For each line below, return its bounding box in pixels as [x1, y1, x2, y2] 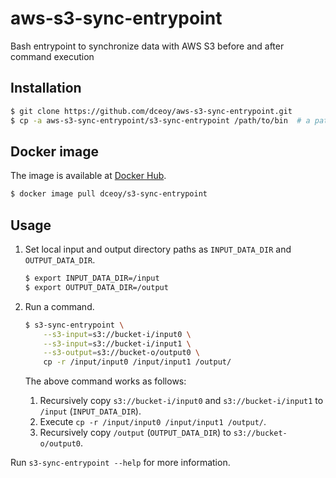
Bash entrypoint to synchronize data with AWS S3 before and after [10, 40, 285, 52]
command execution [10, 50, 95, 62]
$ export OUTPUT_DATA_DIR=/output [24, 282, 169, 292]
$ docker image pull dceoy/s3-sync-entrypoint [10, 189, 208, 199]
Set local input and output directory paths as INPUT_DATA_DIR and [24, 243, 292, 255]
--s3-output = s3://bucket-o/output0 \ [43, 348, 201, 358]
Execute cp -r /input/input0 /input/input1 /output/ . [39, 416, 267, 428]
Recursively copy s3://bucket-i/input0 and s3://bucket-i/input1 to [39, 395, 324, 407]
